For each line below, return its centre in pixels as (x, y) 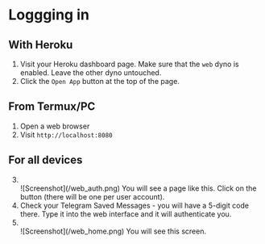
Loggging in (49, 15)
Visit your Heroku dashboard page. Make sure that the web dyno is (129, 64)
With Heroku (41, 45)
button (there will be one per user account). (92, 196)
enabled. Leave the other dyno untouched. (91, 73)
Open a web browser (55, 126)
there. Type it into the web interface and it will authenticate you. (126, 214)
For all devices (46, 160)
